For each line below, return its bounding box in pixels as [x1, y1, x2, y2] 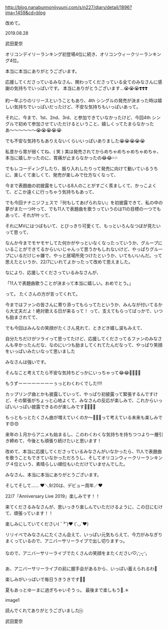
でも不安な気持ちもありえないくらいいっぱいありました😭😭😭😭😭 [5, 138, 145, 144]
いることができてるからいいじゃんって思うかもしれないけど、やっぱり [5, 246, 150, 252]
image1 [5, 597, 20, 603]
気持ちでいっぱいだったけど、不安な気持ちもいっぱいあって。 [14, 104, 141, 110]
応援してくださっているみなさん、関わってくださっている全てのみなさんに [5, 79, 158, 85]
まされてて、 [14, 314, 40, 320]
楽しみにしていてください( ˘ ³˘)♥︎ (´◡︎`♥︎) [5, 521, 89, 527]
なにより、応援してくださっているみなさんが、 [5, 270, 101, 275]
